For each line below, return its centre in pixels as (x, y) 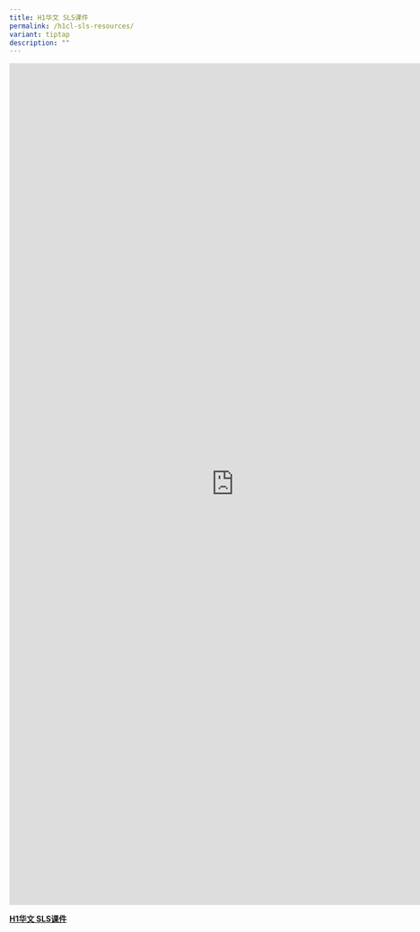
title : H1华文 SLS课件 (49, 18)
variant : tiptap (39, 34)
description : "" (39, 43)
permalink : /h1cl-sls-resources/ (72, 26)
